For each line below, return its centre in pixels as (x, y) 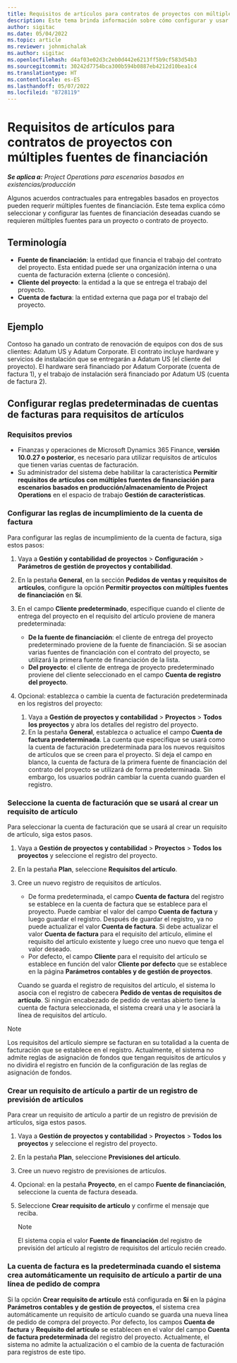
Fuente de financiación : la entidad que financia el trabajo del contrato (120, 260)
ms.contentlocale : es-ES (44, 79)
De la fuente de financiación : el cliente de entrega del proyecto (121, 637)
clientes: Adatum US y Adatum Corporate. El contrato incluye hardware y (113, 351)
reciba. (28, 1213)
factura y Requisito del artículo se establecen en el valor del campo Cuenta (119, 1329)
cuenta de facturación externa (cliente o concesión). (94, 274)
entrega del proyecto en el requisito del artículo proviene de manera (116, 616)
